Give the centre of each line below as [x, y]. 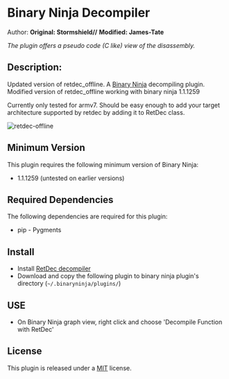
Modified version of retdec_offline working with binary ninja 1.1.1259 [103, 91]
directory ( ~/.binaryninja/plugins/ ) [69, 284]
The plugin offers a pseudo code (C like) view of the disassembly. [101, 45]
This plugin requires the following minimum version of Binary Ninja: [103, 164]
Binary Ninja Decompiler [79, 13]
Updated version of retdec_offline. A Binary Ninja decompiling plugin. [106, 84]
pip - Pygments [39, 230]
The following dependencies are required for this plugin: [87, 216]
